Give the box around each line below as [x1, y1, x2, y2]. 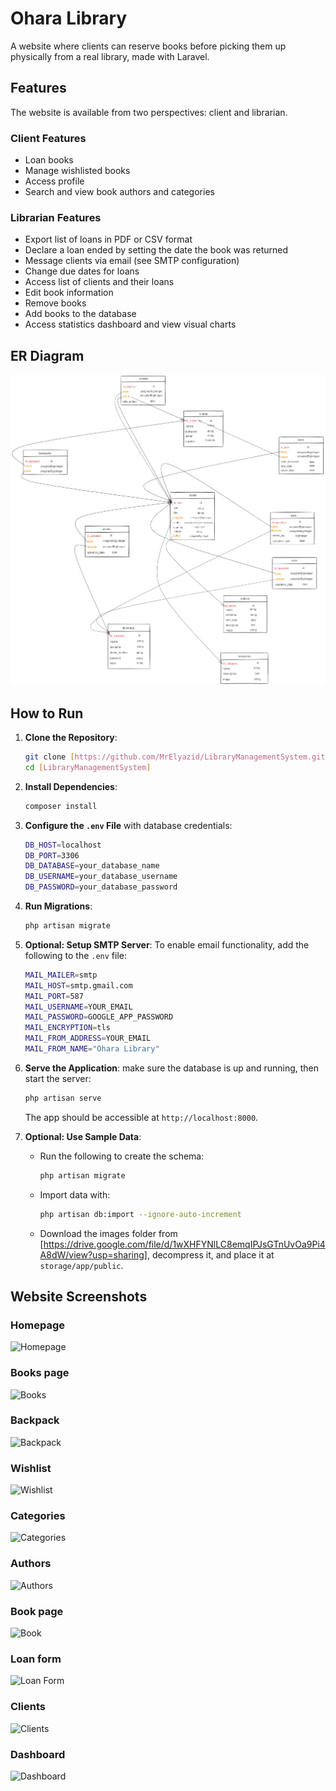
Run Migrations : [24, 900, 93, 912]
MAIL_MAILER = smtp [24, 970, 98, 980]
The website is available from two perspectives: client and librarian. [10, 106, 288, 118]
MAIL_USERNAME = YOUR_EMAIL [24, 1002, 133, 1012]
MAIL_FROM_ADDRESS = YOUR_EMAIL [24, 1033, 152, 1044]
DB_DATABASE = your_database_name [24, 861, 160, 871]
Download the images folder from [39, 1227, 178, 1239]
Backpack [10, 1413, 60, 1427]
